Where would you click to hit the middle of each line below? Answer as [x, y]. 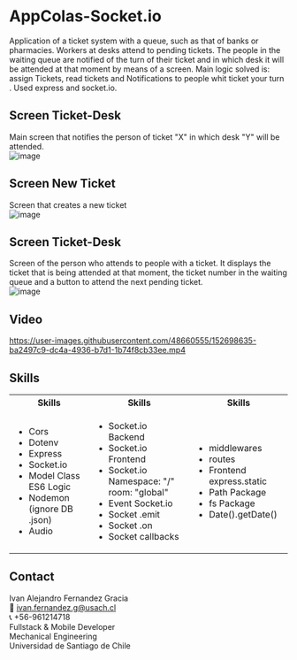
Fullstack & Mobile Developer [62, 626]
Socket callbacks [144, 537]
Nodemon [49, 498]
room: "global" [138, 492]
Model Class [54, 476]
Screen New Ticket [63, 184]
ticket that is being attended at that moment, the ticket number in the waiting [148, 272]
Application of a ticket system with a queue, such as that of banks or [134, 41]
